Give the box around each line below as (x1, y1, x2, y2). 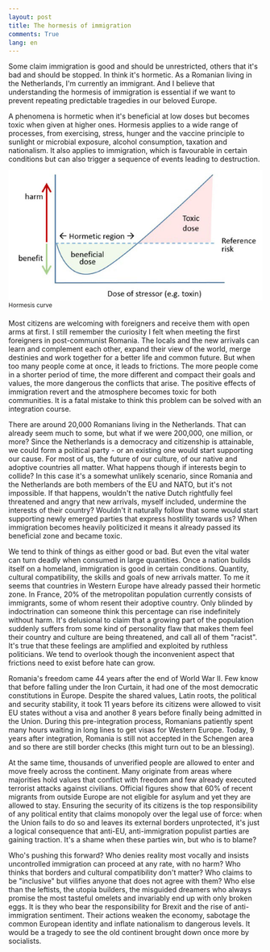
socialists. (8, 936, 42, 946)
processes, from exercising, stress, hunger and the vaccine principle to (8, 129, 245, 139)
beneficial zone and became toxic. (8, 530, 123, 540)
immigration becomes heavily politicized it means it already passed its (8, 522, 241, 532)
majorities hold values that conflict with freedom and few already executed (8, 775, 256, 784)
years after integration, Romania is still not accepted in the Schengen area (8, 734, 254, 743)
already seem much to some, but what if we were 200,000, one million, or (8, 428, 253, 438)
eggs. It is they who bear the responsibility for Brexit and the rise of (8, 901, 232, 911)
